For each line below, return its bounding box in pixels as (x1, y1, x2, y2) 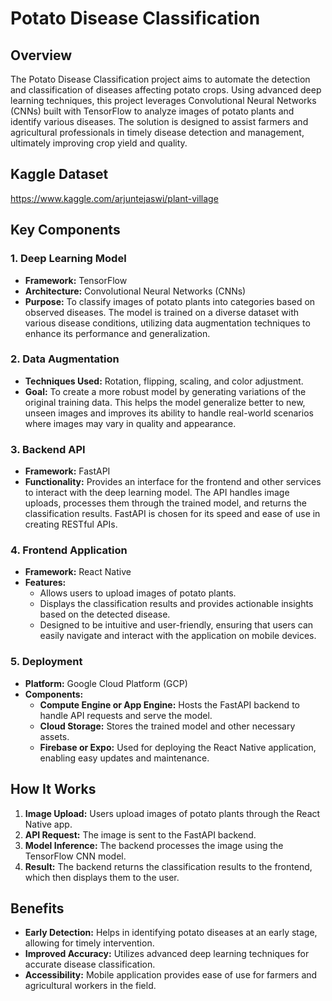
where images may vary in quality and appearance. (24, 417, 237, 429)
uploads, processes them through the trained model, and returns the (24, 497, 307, 509)
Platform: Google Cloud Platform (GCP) (24, 677, 188, 689)
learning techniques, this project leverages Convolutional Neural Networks (10, 95, 317, 106)
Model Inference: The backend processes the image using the (24, 839, 284, 851)
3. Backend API (10, 442, 86, 456)
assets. (39, 730, 70, 742)
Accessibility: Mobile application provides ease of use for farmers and (24, 969, 318, 981)
